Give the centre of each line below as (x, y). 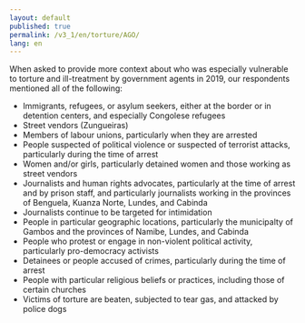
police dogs (44, 309)
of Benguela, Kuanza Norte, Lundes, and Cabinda (115, 203)
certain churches (54, 290)
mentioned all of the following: (66, 88)
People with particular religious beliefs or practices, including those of (153, 280)
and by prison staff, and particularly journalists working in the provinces (157, 193)
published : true (40, 26)
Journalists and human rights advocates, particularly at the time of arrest (159, 184)
